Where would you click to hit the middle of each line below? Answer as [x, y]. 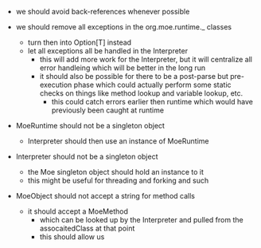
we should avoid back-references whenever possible [103, 12]
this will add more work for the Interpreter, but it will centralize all [146, 59]
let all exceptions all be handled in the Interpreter [108, 51]
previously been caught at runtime [108, 110]
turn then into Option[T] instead [80, 42]
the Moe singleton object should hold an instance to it [116, 172]
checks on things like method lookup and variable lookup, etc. [141, 93]
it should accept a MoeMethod [78, 211]
